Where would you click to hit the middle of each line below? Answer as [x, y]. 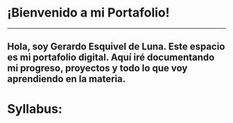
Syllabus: [35, 109]
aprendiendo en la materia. [67, 79]
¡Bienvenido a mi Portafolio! [88, 13]
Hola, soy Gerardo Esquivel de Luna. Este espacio [116, 47]
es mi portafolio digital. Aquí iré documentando [111, 58]
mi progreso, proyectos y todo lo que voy [97, 68]
